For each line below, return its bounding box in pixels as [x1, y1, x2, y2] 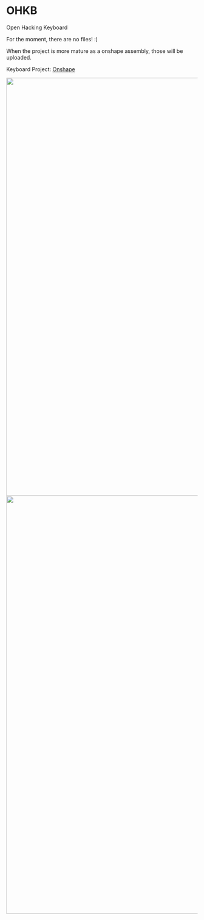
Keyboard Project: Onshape [6, 65, 75, 73]
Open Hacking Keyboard [6, 24, 68, 31]
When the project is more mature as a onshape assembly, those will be [6, 47, 183, 55]
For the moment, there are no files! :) [6, 35, 98, 43]
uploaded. [6, 54, 32, 61]
